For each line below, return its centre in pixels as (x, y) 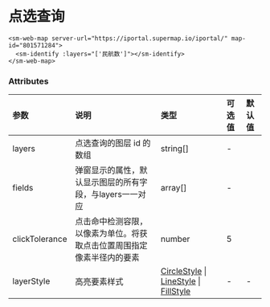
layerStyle (31, 281)
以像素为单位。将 (107, 234)
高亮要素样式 (99, 282)
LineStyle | (180, 281)
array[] (174, 188)
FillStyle (176, 292)
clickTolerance (40, 239)
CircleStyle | (184, 272)
